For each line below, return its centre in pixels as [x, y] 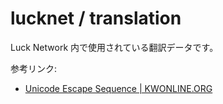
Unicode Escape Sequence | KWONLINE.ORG [118, 88]
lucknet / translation [96, 18]
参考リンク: [34, 68]
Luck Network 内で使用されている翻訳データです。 [114, 47]
